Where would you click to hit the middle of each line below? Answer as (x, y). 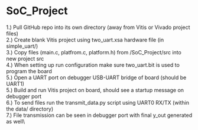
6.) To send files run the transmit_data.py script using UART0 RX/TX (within (98, 102)
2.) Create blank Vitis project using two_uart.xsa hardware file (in (85, 40)
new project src (25, 58)
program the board (29, 71)
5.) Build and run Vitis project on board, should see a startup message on (95, 90)
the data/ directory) (30, 109)
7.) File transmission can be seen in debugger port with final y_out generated (99, 115)
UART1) (15, 83)
